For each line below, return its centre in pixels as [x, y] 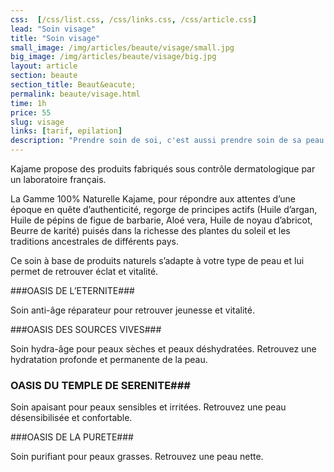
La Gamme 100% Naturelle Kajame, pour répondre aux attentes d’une [153, 199]
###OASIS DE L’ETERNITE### [72, 290]
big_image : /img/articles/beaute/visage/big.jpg [113, 57]
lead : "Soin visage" [53, 29]
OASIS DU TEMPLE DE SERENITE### [100, 385]
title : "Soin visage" [55, 38]
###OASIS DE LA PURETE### [72, 437]
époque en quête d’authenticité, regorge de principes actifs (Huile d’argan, [164, 209]
